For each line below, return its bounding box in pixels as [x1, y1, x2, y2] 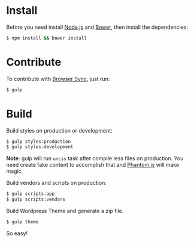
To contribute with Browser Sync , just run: [6, 75, 110, 82]
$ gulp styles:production [6, 139, 71, 145]
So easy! [6, 229, 28, 237]
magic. [6, 167, 23, 175]
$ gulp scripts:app [6, 191, 55, 197]
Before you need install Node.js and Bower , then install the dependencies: [6, 23, 189, 31]
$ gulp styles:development [6, 144, 74, 150]
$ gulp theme [6, 219, 39, 225]
